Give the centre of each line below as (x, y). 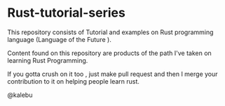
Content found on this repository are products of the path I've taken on (109, 53)
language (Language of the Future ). (60, 39)
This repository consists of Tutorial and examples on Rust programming (110, 32)
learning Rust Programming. (48, 60)
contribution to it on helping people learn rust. (74, 81)
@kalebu (20, 95)
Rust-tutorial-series (67, 13)
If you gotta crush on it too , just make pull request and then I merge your (113, 74)
